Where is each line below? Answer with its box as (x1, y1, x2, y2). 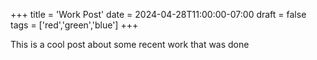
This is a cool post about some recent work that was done (10, 39, 250, 50)
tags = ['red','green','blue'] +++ (10, 19, 139, 31)
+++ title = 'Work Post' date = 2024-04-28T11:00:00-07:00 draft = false (10, 9, 307, 20)
